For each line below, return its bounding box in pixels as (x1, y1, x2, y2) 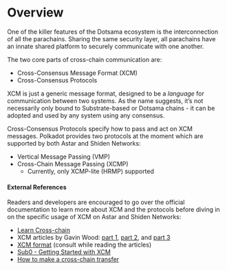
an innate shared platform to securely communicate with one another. (7, 42, 204, 50)
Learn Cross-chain (17, 226, 71, 234)
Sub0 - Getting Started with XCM (17, 248, 111, 256)
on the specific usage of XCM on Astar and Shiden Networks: (7, 213, 182, 221)
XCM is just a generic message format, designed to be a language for (7, 89, 205, 98)
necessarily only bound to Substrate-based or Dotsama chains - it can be (7, 104, 215, 112)
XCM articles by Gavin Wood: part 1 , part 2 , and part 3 (17, 234, 171, 242)
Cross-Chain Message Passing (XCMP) (17, 159, 129, 168)
